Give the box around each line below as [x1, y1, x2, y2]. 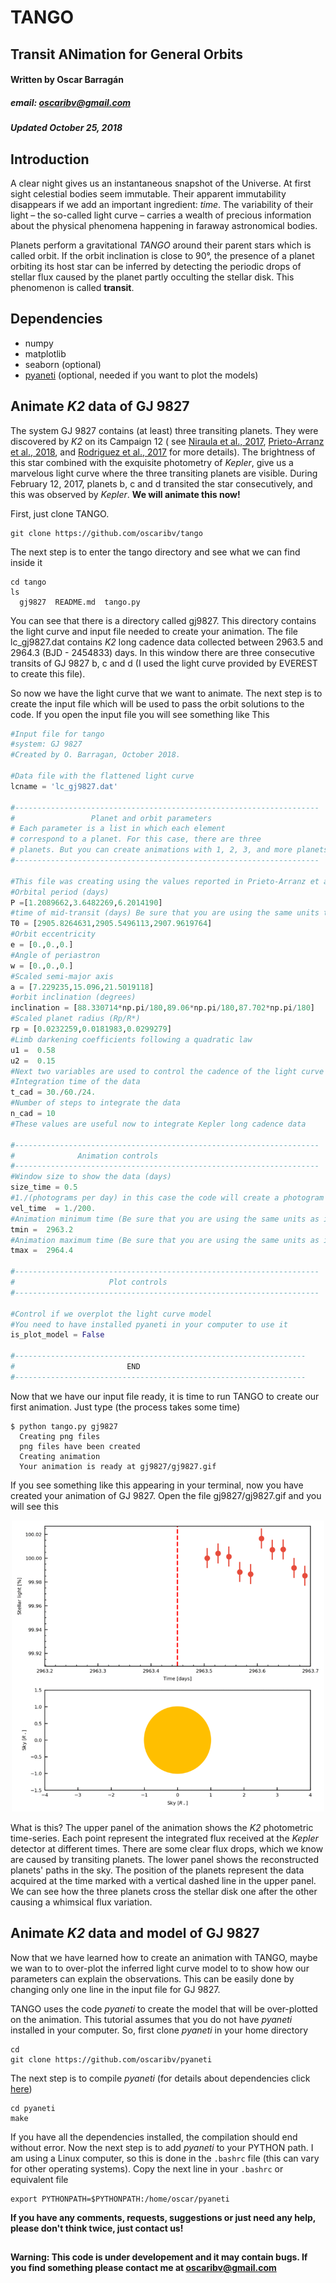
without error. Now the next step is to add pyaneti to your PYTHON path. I [10, 2141, 314, 2153]
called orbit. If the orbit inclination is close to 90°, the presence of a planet [10, 249, 315, 261]
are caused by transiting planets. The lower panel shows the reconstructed [10, 1853, 319, 1865]
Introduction [10, 151, 90, 168]
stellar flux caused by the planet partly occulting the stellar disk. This [10, 271, 295, 283]
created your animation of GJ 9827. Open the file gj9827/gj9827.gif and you [10, 1489, 322, 1501]
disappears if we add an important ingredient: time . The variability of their [10, 198, 314, 210]
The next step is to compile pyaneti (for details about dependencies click [10, 2072, 311, 2084]
